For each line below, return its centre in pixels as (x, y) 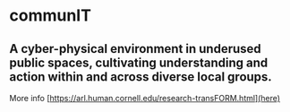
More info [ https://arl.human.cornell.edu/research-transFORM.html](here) (145, 98)
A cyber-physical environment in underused (135, 49)
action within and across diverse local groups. (141, 77)
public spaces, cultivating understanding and (139, 62)
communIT (51, 16)
